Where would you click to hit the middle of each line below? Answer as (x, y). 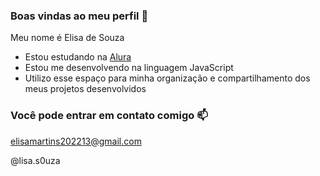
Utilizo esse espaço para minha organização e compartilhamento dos (167, 78)
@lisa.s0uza (35, 160)
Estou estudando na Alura (78, 57)
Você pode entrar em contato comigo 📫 (109, 116)
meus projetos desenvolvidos (85, 89)
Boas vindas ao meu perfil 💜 (79, 16)
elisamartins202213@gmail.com (76, 141)
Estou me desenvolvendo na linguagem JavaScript (129, 68)
